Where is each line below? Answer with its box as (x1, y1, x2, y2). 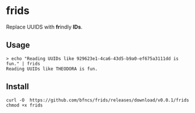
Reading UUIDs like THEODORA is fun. (6, 66, 98, 72)
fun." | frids (6, 61, 41, 66)
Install (6, 82, 29, 91)
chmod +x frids (6, 102, 43, 108)
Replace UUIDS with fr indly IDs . (6, 23, 83, 30)
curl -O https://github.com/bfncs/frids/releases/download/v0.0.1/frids (6, 97, 190, 103)
